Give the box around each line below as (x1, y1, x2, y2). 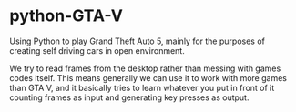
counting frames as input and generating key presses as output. (9, 92, 250, 103)
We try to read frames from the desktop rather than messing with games (9, 63, 281, 74)
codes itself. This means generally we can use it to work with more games (9, 72, 287, 83)
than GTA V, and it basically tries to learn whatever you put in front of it (9, 82, 275, 93)
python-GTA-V (9, 5, 123, 26)
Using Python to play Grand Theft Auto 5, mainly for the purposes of (9, 36, 266, 46)
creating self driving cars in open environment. (9, 45, 185, 56)
